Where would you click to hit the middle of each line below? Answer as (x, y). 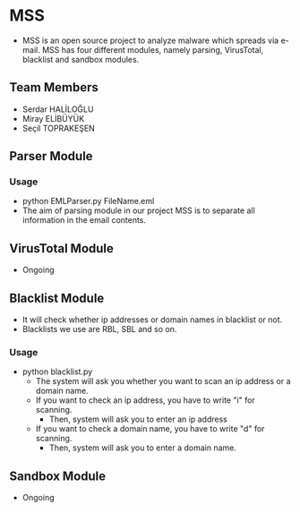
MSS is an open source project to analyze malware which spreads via (150, 40)
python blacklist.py (57, 371)
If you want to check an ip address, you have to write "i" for (145, 400)
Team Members (54, 87)
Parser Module (51, 156)
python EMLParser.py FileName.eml (88, 201)
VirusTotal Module (62, 248)
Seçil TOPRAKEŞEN (59, 128)
